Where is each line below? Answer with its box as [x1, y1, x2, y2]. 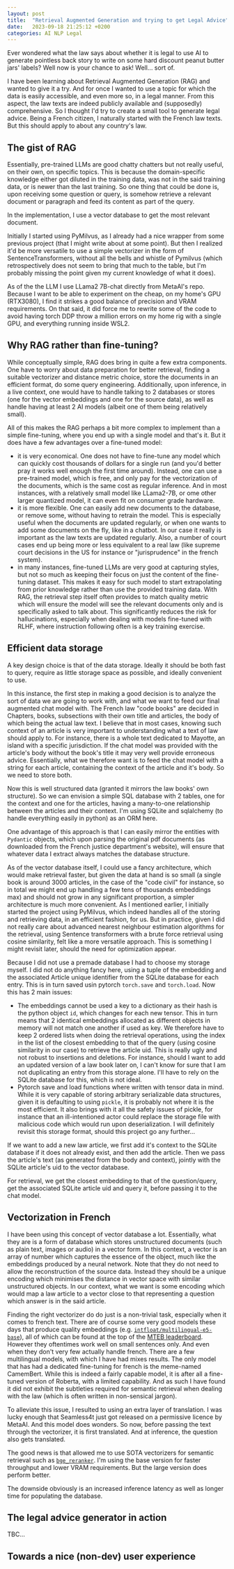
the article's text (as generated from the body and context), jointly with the [7, 1155, 221, 1164]
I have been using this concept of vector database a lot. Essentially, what [7, 1230, 217, 1238]
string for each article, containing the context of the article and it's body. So [7, 763, 225, 771]
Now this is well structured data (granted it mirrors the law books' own [7, 784, 209, 792]
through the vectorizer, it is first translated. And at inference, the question [7, 1427, 218, 1436]
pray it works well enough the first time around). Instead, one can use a [17, 467, 222, 475]
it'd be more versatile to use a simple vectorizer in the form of [7, 247, 185, 255]
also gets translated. [7, 1434, 66, 1443]
